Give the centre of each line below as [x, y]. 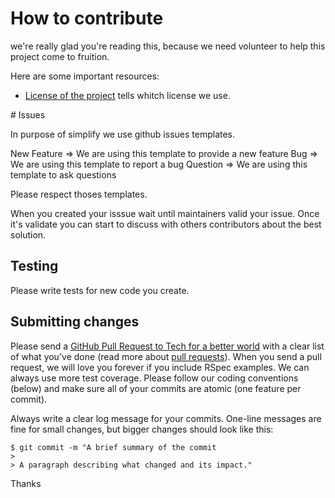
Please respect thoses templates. [79, 194]
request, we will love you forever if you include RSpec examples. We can [160, 367]
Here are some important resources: [85, 76]
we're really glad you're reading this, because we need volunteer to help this [168, 46]
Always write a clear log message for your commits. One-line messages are [166, 418]
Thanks [26, 483]
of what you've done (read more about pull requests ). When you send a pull [166, 356]
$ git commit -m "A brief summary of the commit [113, 447]
